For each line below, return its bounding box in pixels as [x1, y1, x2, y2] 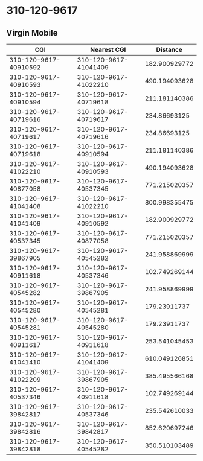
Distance [156, 46, 183, 54]
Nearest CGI [90, 46, 126, 54]
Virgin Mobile [6, 28, 58, 38]
